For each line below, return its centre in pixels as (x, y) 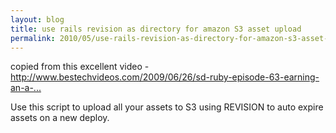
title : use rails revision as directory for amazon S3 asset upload (156, 29)
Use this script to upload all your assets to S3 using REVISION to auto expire (167, 107)
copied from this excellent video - (80, 67)
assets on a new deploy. (60, 118)
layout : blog (37, 19)
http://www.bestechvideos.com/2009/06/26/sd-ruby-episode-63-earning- (165, 77)
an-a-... (26, 88)
